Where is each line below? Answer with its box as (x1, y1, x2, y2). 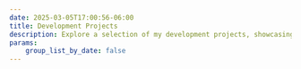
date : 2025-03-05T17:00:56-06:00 (9, 13, 134, 22)
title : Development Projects (9, 22, 118, 30)
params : (9, 38, 39, 47)
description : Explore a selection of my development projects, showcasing (9, 30, 295, 39)
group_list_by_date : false (25, 47, 126, 56)
